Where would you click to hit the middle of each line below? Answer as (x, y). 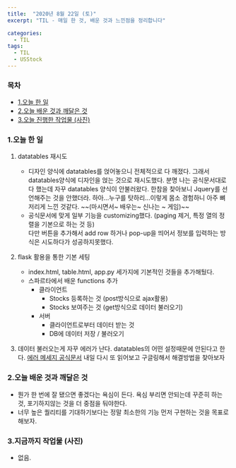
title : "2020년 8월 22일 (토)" (52, 14)
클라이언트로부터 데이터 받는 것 (92, 325)
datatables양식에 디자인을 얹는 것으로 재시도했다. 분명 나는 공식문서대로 (127, 180)
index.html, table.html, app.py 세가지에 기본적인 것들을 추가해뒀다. (121, 272)
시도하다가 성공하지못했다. (77, 242)
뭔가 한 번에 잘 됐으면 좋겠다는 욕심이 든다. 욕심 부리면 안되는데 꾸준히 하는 (120, 394)
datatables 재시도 (42, 157)
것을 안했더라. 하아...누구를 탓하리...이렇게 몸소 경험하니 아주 (135, 198)
